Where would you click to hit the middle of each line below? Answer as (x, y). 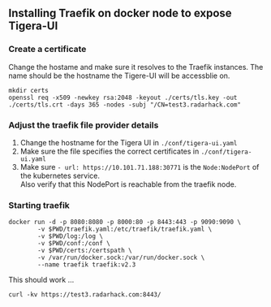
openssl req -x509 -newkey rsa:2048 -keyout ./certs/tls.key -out (123, 97)
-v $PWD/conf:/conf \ (74, 244)
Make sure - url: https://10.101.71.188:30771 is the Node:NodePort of (140, 166)
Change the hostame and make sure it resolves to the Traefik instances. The (136, 67)
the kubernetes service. (60, 175)
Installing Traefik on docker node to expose (120, 13)
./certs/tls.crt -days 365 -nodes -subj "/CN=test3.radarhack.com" (125, 105)
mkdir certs (28, 90)
